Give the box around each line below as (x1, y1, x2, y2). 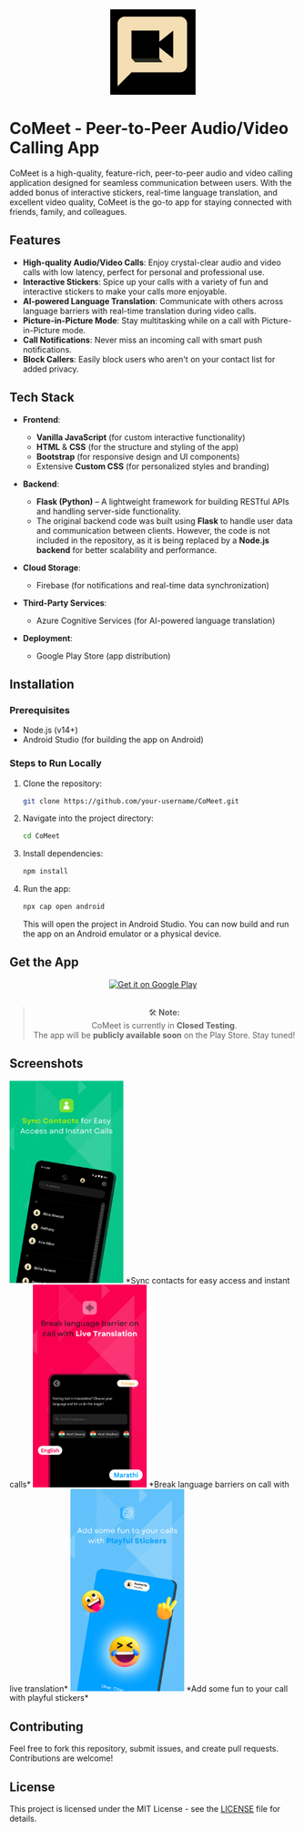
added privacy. (22, 363, 79, 374)
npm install (22, 867, 68, 876)
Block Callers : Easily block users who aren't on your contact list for (22, 353, 276, 364)
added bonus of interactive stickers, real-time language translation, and (9, 187, 278, 198)
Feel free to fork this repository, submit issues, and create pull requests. (9, 1744, 279, 1754)
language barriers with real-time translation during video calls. (22, 305, 257, 316)
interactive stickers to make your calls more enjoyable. (22, 286, 228, 297)
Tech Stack (9, 390, 75, 405)
